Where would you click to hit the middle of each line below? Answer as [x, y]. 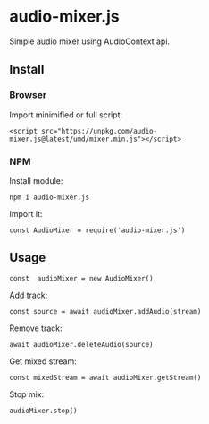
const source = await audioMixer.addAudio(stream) [105, 311]
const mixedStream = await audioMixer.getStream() [105, 377]
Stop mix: [27, 394]
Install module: [36, 180]
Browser [28, 95]
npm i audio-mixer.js [50, 197]
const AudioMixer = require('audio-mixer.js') [97, 230]
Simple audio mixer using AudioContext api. [90, 41]
